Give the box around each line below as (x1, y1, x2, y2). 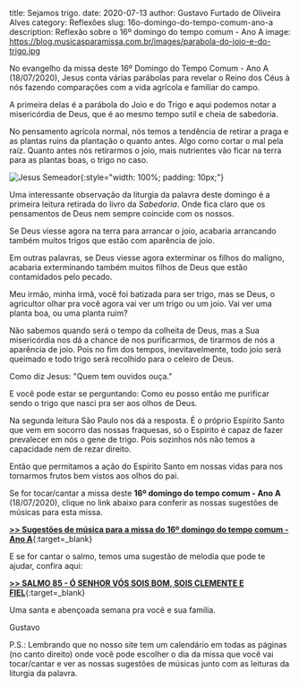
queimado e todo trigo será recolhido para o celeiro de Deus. (9, 353, 235, 364)
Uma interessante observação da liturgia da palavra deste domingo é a (9, 190, 270, 199)
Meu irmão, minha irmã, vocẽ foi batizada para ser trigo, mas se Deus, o (9, 289, 276, 299)
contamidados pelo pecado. (9, 272, 113, 282)
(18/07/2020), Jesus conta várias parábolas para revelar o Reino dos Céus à (9, 72, 291, 83)
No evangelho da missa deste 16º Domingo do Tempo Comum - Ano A (9, 63, 269, 73)
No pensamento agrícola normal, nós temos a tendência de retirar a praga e (9, 126, 289, 137)
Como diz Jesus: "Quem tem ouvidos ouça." (9, 371, 173, 381)
